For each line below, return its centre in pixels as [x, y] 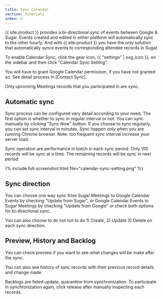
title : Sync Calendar [27, 9]
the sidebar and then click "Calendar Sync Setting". [56, 62]
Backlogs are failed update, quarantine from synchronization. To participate [81, 281]
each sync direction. [26, 226]
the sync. [14, 258]
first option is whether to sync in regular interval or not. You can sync [74, 119]
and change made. [24, 272]
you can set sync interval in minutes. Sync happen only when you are [75, 129]
